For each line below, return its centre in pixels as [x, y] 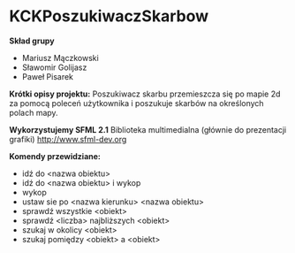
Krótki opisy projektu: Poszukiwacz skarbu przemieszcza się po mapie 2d [145, 94]
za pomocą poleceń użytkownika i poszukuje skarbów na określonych [136, 103]
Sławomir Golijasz [54, 67]
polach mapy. [34, 112]
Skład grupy [32, 41]
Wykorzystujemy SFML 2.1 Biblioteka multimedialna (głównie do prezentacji [148, 129]
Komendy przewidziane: [55, 156]
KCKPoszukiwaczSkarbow [109, 16]
